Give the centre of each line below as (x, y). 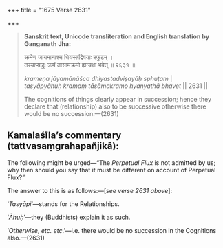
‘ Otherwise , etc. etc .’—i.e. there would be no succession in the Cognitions (112, 230)
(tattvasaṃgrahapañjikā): (63, 146)
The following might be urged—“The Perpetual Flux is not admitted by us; (111, 162)
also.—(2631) (26, 238)
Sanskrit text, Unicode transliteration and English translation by (117, 36)
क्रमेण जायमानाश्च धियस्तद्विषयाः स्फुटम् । (68, 57)
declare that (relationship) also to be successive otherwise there (115, 106)
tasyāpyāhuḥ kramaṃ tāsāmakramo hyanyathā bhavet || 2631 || (116, 86)
